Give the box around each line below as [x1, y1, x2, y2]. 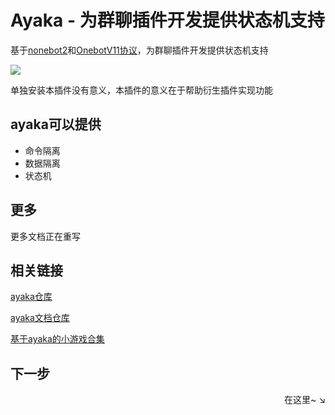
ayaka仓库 [10, 291, 53, 303]
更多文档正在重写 [10, 230, 81, 242]
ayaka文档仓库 [10, 312, 70, 324]
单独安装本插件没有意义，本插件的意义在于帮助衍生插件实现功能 [10, 84, 273, 96]
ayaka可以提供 [10, 116, 102, 133]
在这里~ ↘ [283, 394, 326, 406]
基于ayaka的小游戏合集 [10, 333, 105, 345]
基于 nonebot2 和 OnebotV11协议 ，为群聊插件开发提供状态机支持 [10, 44, 269, 56]
